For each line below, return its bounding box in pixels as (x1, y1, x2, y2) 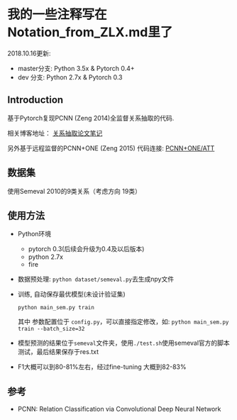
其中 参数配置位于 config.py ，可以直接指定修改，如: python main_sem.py (17, 317, 229, 326)
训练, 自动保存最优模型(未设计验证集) (17, 290, 126, 299)
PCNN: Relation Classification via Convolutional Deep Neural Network (17, 405, 221, 414)
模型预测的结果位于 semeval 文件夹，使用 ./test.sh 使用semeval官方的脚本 (17, 338, 231, 348)
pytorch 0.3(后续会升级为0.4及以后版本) (28, 245, 145, 253)
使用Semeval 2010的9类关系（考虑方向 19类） (7, 187, 142, 195)
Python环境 (17, 230, 52, 238)
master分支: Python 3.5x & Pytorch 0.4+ (17, 64, 135, 72)
